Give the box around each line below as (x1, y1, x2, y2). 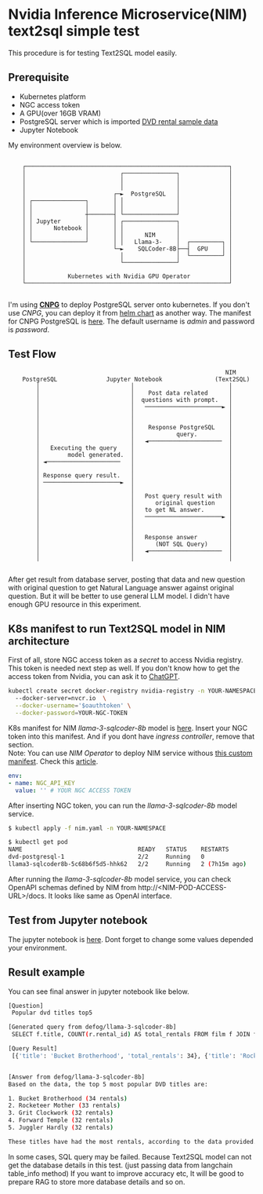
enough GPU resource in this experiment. (8, 599, 142, 609)
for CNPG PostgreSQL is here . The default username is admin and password (8, 316, 255, 326)
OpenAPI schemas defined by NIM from (8, 882, 137, 892)
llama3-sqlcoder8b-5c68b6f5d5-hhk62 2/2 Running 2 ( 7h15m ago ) (8, 860, 247, 868)
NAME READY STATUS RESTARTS (8, 845, 229, 853)
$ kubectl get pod (8, 838, 68, 846)
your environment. (8, 943, 67, 952)
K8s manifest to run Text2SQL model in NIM (8, 622, 225, 635)
